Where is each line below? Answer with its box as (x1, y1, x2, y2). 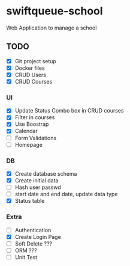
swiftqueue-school (6, 4, 103, 18)
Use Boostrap (14, 120, 49, 128)
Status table (14, 197, 45, 205)
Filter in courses (14, 114, 55, 121)
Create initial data (14, 177, 59, 184)
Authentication (14, 226, 52, 234)
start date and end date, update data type (14, 191, 118, 198)
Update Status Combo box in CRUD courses (14, 107, 124, 114)
